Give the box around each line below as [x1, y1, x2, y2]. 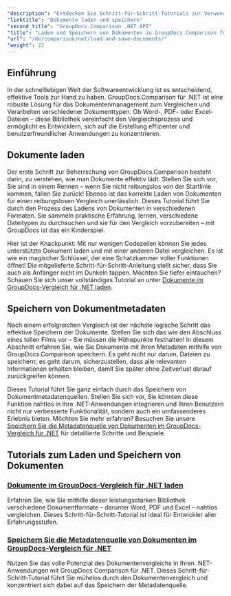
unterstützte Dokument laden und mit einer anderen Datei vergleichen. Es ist [7, 247, 223, 255]
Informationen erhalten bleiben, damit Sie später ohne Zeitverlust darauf [7, 365, 212, 373]
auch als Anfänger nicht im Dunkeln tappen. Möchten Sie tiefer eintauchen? [7, 268, 221, 277]
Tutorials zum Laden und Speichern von [7, 449, 181, 461]
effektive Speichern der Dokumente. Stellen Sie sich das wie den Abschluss [7, 328, 222, 336]
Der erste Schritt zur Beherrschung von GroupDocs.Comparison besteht [7, 168, 212, 176]
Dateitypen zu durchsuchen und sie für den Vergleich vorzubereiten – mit [7, 218, 215, 227]
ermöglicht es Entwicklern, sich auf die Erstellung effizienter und [7, 122, 190, 130]
